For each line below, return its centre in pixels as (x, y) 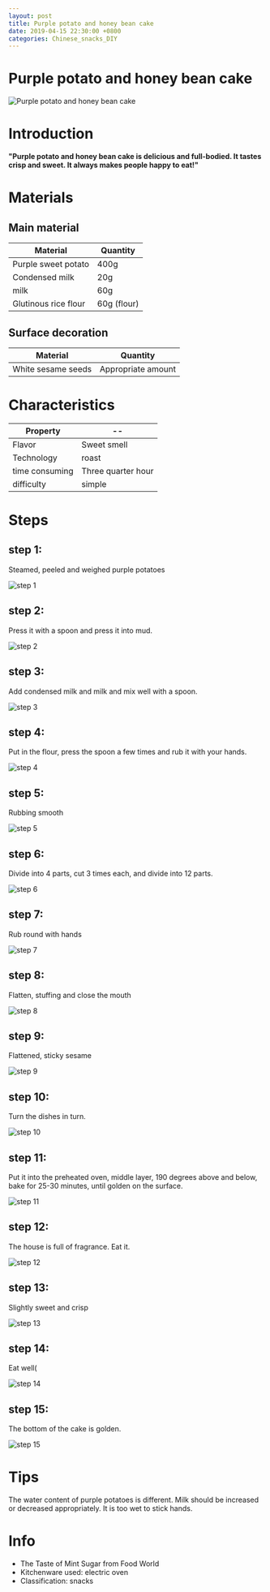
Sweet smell (105, 445)
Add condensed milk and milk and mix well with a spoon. (103, 691)
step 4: (27, 732)
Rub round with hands (45, 934)
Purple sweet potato (51, 265)
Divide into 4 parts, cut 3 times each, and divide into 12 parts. (111, 873)
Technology (35, 458)
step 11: (28, 1157)
